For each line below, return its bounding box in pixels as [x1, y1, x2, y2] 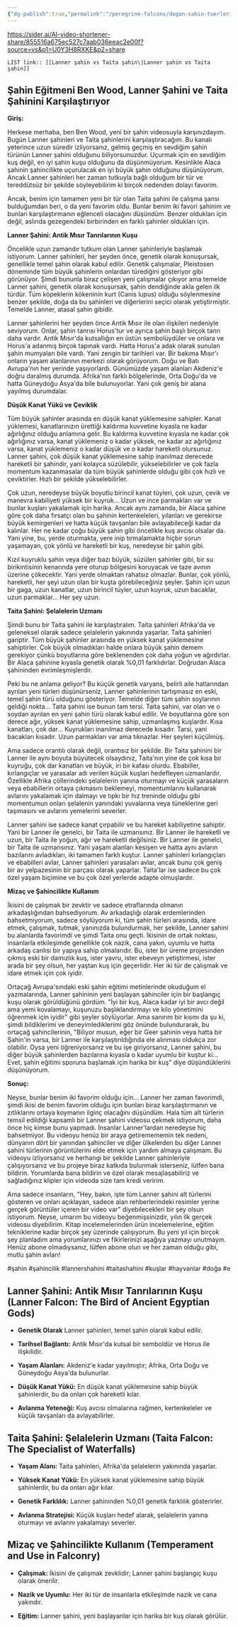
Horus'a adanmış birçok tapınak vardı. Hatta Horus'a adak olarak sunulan [7, 342, 221, 350]
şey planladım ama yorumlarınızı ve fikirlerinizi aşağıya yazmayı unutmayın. [7, 1235, 227, 1244]
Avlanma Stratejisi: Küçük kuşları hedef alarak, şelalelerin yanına [17, 1511, 208, 1520]
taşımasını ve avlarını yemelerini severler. [7, 807, 127, 815]
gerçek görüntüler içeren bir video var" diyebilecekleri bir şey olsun [7, 1206, 204, 1214]
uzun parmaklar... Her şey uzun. [7, 593, 101, 601]
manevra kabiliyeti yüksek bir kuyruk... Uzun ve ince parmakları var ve [7, 496, 212, 505]
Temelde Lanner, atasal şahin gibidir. [7, 305, 114, 313]
